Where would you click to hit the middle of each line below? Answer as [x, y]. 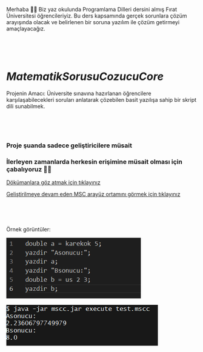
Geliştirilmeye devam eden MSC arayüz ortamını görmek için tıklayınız [93, 194]
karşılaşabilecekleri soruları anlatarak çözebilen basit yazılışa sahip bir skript [101, 99]
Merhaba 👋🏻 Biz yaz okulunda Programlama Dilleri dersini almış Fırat [92, 9]
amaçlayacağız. [26, 28]
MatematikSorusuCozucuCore [85, 77]
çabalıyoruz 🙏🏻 [29, 169]
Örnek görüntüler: [28, 230]
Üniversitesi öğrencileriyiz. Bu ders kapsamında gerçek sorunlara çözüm [97, 16]
